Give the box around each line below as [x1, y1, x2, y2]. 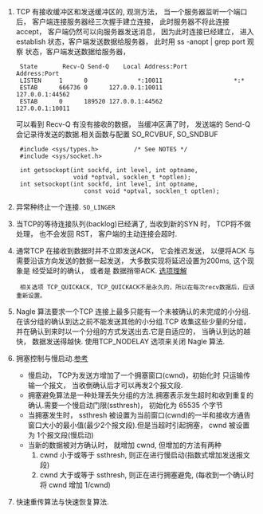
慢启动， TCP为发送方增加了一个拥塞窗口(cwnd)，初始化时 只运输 [27, 371, 244, 380]
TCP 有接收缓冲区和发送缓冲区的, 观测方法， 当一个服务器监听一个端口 [15, 7, 248, 16]
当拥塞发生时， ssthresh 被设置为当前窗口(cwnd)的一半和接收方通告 [27, 410, 251, 420]
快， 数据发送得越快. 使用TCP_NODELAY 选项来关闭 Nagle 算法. [15, 337, 226, 346]
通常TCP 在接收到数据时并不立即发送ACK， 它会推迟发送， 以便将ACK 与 [15, 246, 255, 255]
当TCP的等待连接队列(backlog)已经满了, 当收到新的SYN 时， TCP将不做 [15, 219, 252, 229]
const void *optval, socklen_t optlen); [83, 187, 220, 195]
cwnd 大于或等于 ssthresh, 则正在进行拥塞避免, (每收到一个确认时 [39, 470, 254, 480]
